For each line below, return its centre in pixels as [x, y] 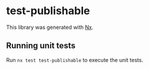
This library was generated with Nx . [50, 27]
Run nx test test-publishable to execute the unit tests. [75, 60]
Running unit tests [41, 46]
